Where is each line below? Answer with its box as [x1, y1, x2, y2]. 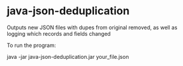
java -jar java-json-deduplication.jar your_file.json [7, 53, 129, 60]
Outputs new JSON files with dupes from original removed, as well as [7, 24, 178, 31]
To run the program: [7, 42, 56, 49]
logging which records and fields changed [7, 30, 111, 37]
